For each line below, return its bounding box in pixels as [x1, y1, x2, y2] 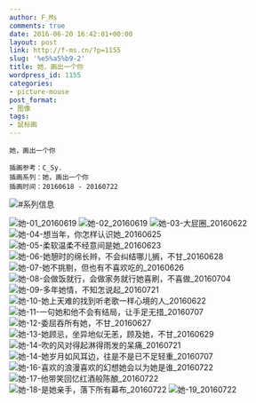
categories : [9, 79, 53, 88]
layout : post [9, 37, 58, 47]
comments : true [9, 21, 66, 30]
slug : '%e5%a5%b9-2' [9, 54, 86, 63]
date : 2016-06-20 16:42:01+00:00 [9, 29, 133, 38]
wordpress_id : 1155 [9, 71, 82, 80]
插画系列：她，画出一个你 [9, 173, 89, 182]
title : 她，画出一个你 [9, 63, 84, 72]
